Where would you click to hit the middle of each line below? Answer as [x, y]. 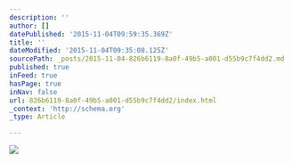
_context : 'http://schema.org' [67, 109]
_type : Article [37, 117]
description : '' [39, 17]
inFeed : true [33, 76]
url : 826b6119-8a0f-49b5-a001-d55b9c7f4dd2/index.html [113, 100]
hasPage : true [36, 84]
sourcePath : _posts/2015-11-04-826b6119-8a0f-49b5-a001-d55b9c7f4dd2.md [147, 59]
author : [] [29, 26]
